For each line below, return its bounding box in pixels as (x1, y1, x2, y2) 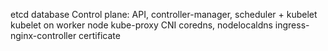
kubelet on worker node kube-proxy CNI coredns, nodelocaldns (10, 19, 273, 31)
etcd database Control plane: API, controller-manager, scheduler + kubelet (10, 9, 318, 20)
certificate (78, 30, 121, 41)
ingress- (274, 19, 310, 31)
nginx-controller (10, 30, 77, 41)
